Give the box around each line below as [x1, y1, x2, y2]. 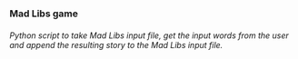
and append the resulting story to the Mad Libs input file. [9, 39, 223, 50]
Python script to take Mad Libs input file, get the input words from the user [9, 30, 289, 41]
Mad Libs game [9, 7, 79, 20]
